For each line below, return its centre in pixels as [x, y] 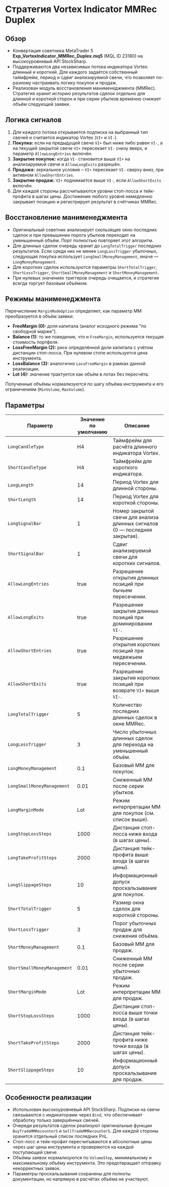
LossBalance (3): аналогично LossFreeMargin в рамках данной [79, 364]
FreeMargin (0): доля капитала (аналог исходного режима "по [79, 326]
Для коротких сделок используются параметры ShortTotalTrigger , [85, 267]
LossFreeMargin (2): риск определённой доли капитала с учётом [83, 347]
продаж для [127, 930]
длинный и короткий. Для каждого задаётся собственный [75, 72]
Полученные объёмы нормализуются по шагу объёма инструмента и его [84, 384]
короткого [125, 468]
